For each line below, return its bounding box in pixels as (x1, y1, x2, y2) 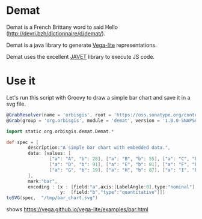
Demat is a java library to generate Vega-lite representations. (6, 41, 158, 49)
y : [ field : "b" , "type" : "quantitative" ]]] (60, 190, 165, 196)
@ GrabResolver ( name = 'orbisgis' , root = (6, 112, 112, 118)
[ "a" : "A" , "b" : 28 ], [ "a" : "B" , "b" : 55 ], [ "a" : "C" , (49, 156, 190, 162)
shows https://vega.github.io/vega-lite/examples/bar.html (6, 206, 148, 213)
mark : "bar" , (28, 178, 58, 184)
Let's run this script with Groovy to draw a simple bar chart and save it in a (6, 94, 191, 101)
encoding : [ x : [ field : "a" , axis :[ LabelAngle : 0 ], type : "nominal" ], (28, 184, 198, 190)
